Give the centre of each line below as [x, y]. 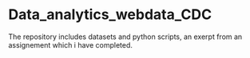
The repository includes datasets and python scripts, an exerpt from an [125, 37]
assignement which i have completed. [71, 44]
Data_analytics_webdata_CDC [110, 15]
